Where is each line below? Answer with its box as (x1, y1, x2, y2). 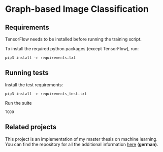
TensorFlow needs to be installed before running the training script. (5, 36, 142, 42)
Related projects (5, 123, 57, 131)
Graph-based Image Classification (5, 3, 149, 15)
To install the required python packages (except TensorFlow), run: (5, 46, 139, 51)
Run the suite (5, 100, 32, 106)
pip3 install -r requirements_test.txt (5, 91, 87, 96)
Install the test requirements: (5, 81, 63, 87)
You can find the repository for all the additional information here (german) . (5, 141, 159, 147)
